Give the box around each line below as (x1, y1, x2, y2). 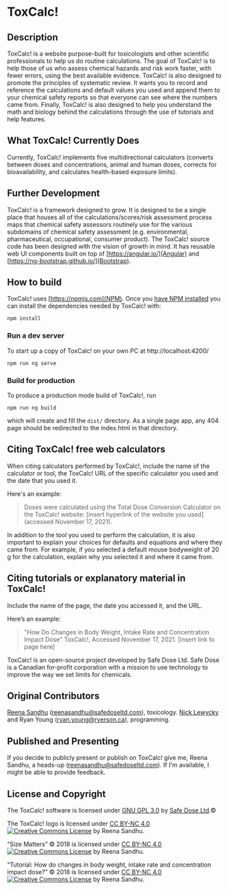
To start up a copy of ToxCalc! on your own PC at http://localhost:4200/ (7, 347, 209, 355)
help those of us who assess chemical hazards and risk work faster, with (7, 64, 212, 72)
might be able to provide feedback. (7, 768, 106, 776)
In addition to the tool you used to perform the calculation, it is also (7, 530, 196, 539)
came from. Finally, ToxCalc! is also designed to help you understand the (7, 101, 212, 108)
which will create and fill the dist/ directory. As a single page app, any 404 (7, 417, 219, 425)
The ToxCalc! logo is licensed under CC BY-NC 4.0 (7, 819, 150, 828)
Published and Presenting (7, 735, 120, 747)
